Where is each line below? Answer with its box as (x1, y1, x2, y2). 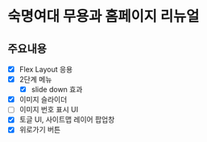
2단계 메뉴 (19, 75, 52, 84)
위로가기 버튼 (19, 125, 61, 135)
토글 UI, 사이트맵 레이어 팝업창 (19, 115, 115, 124)
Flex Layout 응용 (19, 65, 73, 74)
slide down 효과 (31, 85, 83, 95)
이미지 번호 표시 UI (19, 105, 78, 115)
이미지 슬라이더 (19, 95, 68, 104)
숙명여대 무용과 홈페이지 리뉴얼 (7, 7, 200, 26)
